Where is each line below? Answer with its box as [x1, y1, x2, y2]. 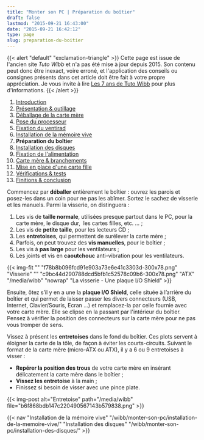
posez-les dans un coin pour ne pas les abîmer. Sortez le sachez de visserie [7, 195, 199, 202]
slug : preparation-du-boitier [7, 37, 84, 43]
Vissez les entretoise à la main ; [15, 377, 97, 384]
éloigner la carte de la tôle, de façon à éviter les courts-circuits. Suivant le [7, 340, 192, 346]
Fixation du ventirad [15, 125, 66, 131]
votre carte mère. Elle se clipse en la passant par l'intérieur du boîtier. [7, 308, 181, 315]
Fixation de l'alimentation [15, 150, 79, 158]
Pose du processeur [15, 118, 66, 125]
